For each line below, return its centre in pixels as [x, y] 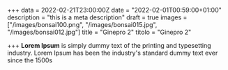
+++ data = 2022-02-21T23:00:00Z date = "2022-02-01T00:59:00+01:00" [114, 10]
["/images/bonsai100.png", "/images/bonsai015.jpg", [82, 25]
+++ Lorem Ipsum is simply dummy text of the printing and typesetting [109, 45]
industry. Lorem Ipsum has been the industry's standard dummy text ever [113, 53]
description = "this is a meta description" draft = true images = [97, 17]
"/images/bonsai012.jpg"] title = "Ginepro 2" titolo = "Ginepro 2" [99, 32]
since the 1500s [30, 60]
